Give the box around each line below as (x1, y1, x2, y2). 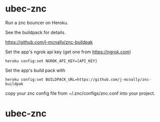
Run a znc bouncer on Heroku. (5, 20, 69, 26)
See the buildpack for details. (5, 29, 66, 35)
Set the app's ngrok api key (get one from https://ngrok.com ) (5, 49, 131, 55)
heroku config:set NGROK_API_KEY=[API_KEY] (5, 58, 98, 63)
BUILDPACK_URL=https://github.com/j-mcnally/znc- (45, 77, 151, 82)
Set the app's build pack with (5, 67, 65, 73)
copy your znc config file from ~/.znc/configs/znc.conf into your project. (5, 90, 155, 96)
